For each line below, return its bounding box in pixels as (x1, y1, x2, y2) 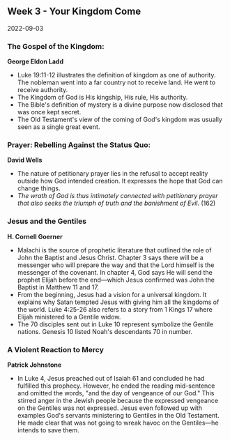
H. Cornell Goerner (7, 232, 63, 241)
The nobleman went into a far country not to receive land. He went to (17, 78, 216, 86)
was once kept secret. (17, 108, 82, 116)
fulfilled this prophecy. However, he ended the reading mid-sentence (17, 381, 215, 390)
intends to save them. (17, 426, 80, 434)
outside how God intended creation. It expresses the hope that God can (17, 177, 223, 185)
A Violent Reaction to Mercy (7, 344, 105, 354)
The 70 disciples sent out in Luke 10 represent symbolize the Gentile (17, 320, 214, 328)
